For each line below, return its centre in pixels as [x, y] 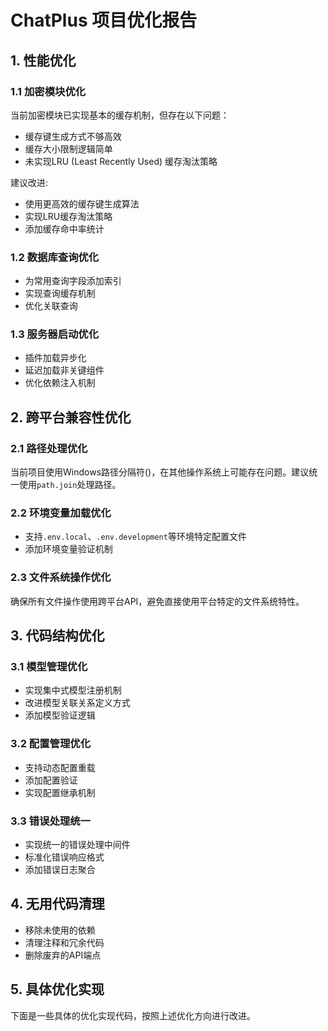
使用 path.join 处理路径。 [70, 485]
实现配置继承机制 [60, 792]
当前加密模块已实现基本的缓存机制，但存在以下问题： [120, 115]
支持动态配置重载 [60, 767]
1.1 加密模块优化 [48, 91]
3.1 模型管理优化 [49, 667]
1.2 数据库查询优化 [55, 257]
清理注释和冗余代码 [64, 942]
